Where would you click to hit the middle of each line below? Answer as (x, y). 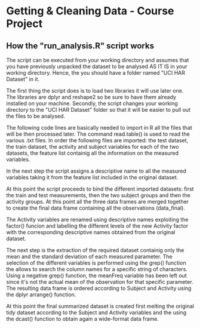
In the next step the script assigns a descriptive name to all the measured (96, 171)
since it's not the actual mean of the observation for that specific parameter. (100, 282)
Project (24, 24)
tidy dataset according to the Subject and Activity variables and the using (96, 312)
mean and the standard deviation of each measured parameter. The (89, 256)
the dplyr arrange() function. (41, 295)
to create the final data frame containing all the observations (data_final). (96, 208)
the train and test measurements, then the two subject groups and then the (99, 195)
